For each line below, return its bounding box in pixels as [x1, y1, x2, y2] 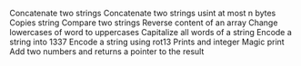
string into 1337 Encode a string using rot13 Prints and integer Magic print [9, 36, 285, 47]
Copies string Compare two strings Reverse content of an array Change [9, 17, 278, 28]
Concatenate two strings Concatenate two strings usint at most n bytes [9, 8, 276, 18]
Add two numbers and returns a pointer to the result [9, 46, 205, 57]
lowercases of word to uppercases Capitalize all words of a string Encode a [9, 27, 293, 37]
